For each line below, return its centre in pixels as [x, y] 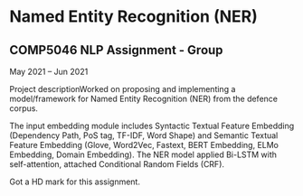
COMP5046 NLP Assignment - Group [116, 50]
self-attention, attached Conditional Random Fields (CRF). [117, 164]
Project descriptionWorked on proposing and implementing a [123, 89]
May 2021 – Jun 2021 [49, 71]
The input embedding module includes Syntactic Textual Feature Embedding [152, 126]
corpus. [24, 108]
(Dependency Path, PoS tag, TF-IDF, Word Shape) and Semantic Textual [144, 135]
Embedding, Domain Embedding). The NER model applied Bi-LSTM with [143, 154]
